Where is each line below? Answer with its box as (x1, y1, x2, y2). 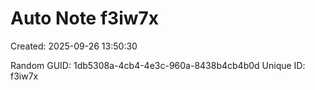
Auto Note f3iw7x (10, 7, 160, 30)
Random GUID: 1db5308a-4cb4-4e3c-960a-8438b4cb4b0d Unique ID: (10, 59, 306, 71)
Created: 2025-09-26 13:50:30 (10, 40, 138, 52)
